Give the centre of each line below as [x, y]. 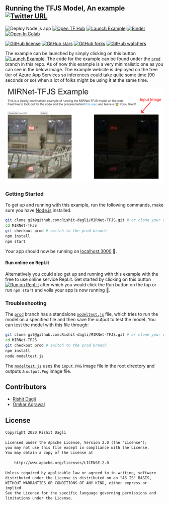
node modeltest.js [24, 356]
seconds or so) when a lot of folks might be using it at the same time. [77, 80]
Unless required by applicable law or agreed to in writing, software [81, 473]
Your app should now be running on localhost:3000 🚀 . [61, 251]
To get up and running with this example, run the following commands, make [84, 205]
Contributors [26, 387]
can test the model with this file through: [47, 325]
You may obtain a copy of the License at [49, 453]
